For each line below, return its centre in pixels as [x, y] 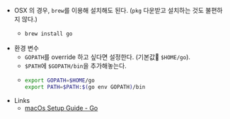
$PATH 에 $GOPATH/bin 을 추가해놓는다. [76, 65]
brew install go [48, 34]
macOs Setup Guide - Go [61, 108]
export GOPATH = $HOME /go [60, 80]
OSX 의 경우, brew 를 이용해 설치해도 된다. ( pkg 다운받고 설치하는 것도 [109, 10]
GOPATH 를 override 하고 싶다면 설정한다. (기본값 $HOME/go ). [108, 57]
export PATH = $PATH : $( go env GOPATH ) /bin [85, 87]
